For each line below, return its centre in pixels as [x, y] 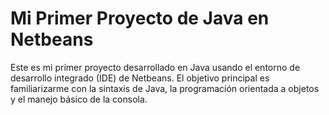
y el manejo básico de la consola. [79, 99]
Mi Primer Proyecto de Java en [140, 18]
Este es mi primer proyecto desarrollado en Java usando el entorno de [155, 67]
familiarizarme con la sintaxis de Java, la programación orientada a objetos [165, 88]
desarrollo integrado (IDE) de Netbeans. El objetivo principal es [140, 78]
